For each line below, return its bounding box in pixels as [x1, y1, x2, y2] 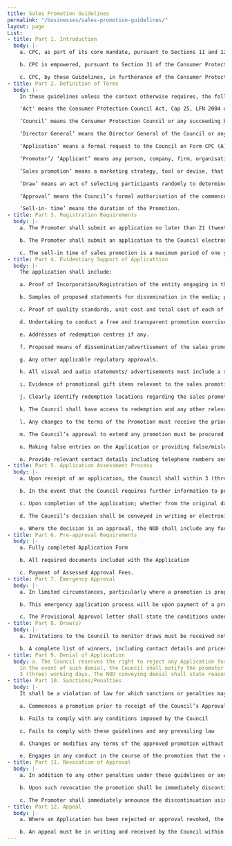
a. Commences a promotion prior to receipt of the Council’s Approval [19, 702, 227, 709]
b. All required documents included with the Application [19, 557, 190, 564]
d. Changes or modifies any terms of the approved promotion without [19, 740, 224, 747]
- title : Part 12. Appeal [7, 803, 81, 810]
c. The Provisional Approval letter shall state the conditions [19, 613, 209, 621]
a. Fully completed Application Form [19, 544, 128, 552]
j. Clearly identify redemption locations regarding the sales [19, 393, 206, 401]
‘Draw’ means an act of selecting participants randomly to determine [19, 180, 227, 187]
